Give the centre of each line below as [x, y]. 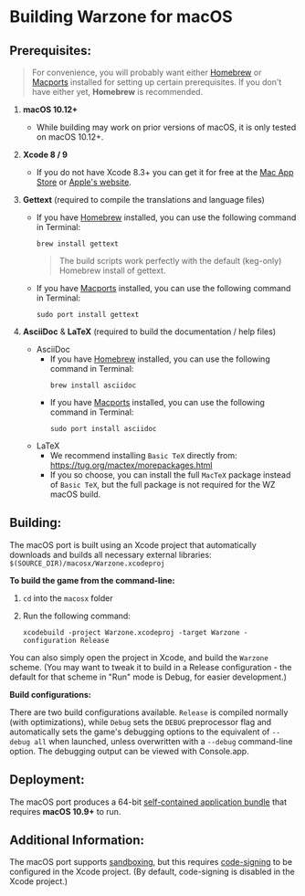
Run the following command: [76, 616]
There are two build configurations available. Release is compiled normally [149, 712]
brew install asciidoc [93, 385]
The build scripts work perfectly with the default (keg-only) [170, 261]
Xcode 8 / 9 [45, 154]
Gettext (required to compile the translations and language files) [143, 200]
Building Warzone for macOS [121, 17]
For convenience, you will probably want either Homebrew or [147, 72]
